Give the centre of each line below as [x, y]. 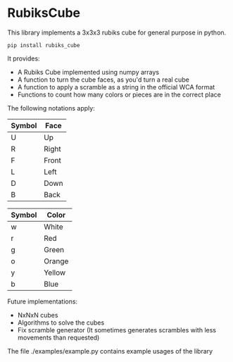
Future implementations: [43, 301]
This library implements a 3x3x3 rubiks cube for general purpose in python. [117, 32]
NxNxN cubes [38, 315]
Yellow [55, 273]
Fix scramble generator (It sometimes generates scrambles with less [117, 330]
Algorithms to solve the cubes [61, 323]
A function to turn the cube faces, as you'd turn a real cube [103, 80]
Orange [56, 261]
